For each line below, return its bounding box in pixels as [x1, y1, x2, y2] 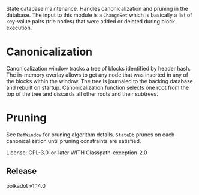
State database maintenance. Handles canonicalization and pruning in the [6, 5, 189, 12]
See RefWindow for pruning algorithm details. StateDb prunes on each [6, 131, 175, 138]
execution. [6, 24, 32, 31]
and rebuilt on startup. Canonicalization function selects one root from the [6, 84, 189, 91]
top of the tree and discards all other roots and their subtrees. [6, 90, 159, 97]
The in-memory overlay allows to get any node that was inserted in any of [6, 71, 189, 78]
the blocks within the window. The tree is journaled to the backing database [6, 77, 193, 84]
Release [6, 166, 37, 176]
